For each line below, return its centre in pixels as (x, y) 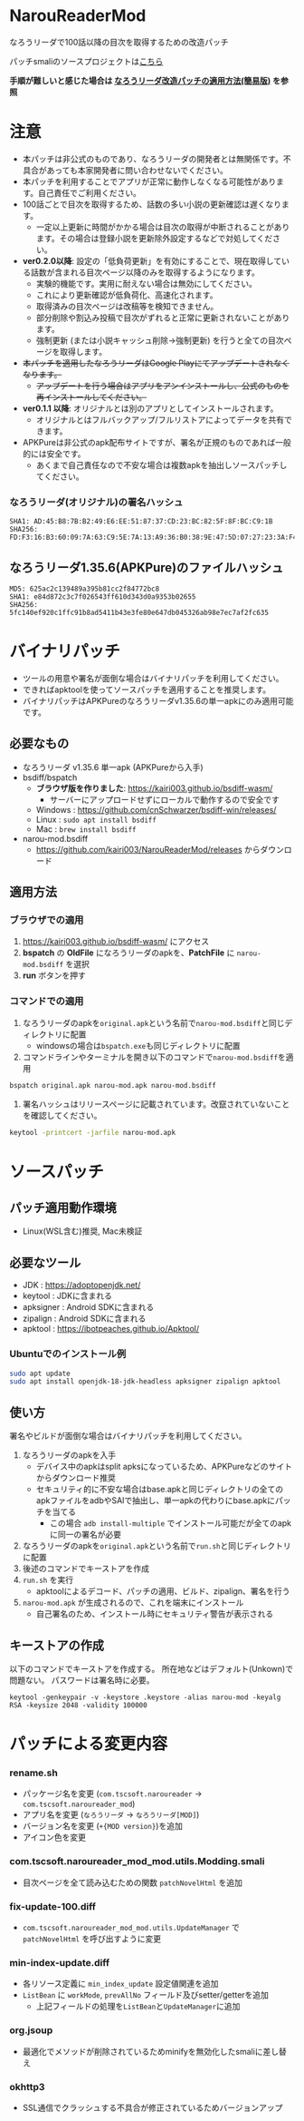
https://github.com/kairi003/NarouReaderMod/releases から (148, 849)
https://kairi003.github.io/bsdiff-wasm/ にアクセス (116, 942)
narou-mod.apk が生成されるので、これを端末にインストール (133, 1603)
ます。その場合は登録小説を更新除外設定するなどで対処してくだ (154, 238)
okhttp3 (27, 2087)
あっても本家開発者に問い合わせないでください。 (137, 170)
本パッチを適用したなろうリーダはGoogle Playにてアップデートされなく (156, 363)
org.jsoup (31, 2030)
